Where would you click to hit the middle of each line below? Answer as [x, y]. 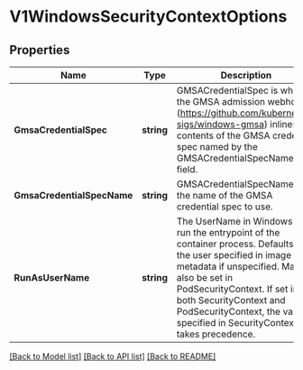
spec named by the [217, 147]
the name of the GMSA [225, 195]
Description [246, 75]
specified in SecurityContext [237, 323]
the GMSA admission [221, 102]
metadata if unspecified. [228, 266]
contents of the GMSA [223, 135]
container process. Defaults [235, 244]
